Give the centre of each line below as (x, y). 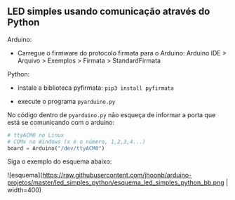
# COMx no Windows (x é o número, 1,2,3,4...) (76, 142)
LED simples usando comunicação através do (109, 12)
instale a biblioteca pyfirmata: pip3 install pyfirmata (95, 88)
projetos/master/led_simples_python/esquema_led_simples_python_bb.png (116, 182)
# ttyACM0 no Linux (36, 135)
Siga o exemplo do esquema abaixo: (60, 161)
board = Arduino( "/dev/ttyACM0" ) (56, 148)
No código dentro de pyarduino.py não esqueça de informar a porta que (112, 114)
